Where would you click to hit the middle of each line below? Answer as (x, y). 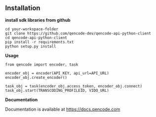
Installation (23, 8)
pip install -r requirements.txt (39, 42)
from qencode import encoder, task (42, 64)
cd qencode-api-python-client (36, 38)
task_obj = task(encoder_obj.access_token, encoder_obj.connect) (74, 86)
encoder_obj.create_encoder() (36, 78)
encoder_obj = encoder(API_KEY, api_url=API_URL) (57, 73)
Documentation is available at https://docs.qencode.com (63, 109)
